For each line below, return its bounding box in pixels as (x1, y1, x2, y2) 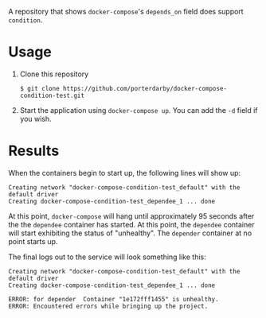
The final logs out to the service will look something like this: (8, 252, 207, 262)
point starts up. (8, 236, 58, 246)
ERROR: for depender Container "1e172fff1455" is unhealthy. (8, 295, 219, 303)
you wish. (19, 114, 52, 123)
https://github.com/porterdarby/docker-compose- (62, 84, 228, 92)
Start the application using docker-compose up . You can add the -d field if (19, 105, 258, 114)
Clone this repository (19, 69, 89, 79)
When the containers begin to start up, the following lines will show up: (8, 168, 241, 177)
